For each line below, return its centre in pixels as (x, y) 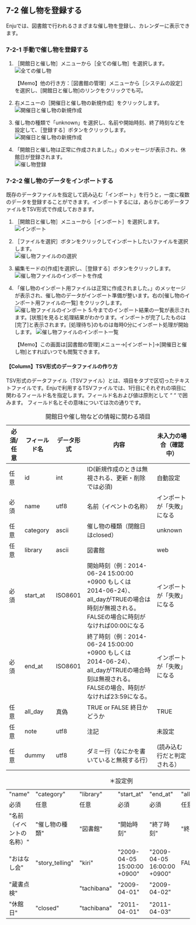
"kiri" (86, 862)
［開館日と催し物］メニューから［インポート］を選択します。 (88, 222)
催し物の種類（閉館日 (116, 526)
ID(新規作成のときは (115, 469)
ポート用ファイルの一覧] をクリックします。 (72, 303)
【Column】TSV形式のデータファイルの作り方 (62, 366)
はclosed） (102, 535)
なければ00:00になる (116, 626)
